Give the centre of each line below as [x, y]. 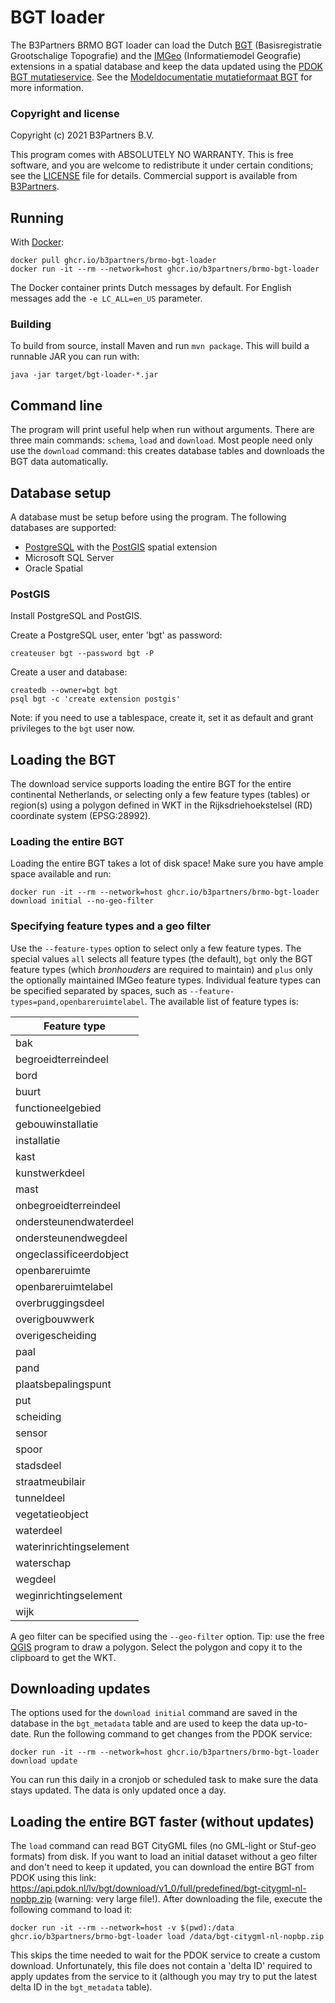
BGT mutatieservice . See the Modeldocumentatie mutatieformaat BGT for [161, 77]
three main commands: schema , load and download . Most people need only [161, 440]
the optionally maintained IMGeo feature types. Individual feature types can [166, 980]
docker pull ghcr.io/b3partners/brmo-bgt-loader [113, 261]
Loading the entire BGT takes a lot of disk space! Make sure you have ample [167, 863]
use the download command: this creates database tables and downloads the [168, 451]
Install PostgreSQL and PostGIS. [76, 616]
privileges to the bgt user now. [73, 728]
